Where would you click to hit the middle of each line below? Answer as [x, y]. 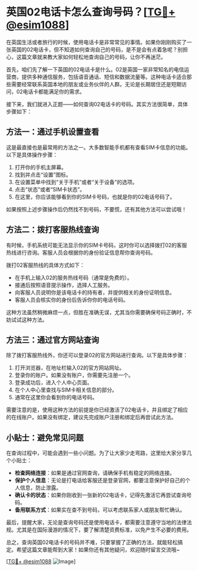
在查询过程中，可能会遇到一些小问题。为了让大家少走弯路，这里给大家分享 [96, 453]
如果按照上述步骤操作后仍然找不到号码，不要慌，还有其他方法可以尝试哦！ [96, 209]
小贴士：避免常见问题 [45, 438]
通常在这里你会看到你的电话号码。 [56, 397]
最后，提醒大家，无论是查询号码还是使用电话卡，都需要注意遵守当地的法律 [96, 523]
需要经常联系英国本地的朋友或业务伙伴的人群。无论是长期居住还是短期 [96, 84]
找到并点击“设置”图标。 [43, 174]
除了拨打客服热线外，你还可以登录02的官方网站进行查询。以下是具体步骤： [97, 355]
